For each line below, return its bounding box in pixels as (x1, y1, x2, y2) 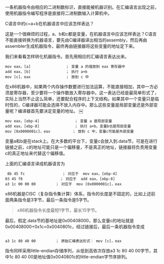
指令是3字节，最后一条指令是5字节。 (18, 197, 92, 203)
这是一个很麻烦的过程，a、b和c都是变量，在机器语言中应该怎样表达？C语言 (5, 31, 157, 37)
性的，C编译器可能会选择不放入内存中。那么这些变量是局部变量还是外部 (9, 102, 154, 108)
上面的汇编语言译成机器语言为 (5, 161, 65, 167)
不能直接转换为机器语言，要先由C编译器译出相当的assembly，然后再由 (5, 37, 147, 43)
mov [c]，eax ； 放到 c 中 (5, 75, 89, 79)
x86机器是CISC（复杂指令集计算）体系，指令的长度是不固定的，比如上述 (5, 191, 151, 196)
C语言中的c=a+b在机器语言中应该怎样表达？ (5, 21, 94, 26)
